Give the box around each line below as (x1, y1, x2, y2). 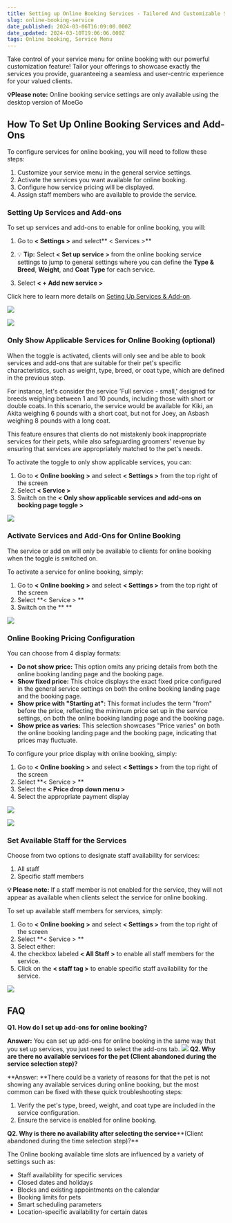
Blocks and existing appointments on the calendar (17, 1186, 160, 1194)
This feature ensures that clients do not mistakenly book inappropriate (7, 430, 207, 438)
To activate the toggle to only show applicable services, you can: (7, 458, 192, 466)
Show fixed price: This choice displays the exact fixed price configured (17, 677, 222, 686)
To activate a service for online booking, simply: (7, 567, 144, 576)
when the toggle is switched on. (7, 554, 98, 562)
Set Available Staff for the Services (7, 836, 127, 845)
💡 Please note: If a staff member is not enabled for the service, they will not (7, 886, 223, 894)
